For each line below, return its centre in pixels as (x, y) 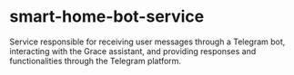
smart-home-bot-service (107, 17)
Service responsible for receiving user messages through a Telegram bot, (147, 42)
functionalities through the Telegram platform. (96, 61)
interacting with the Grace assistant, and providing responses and (133, 51)
